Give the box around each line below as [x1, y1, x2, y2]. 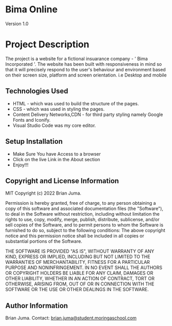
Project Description [5, 39, 90, 50]
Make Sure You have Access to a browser [12, 150, 101, 157]
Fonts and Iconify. [12, 117, 51, 123]
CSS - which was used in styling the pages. [12, 106, 105, 112]
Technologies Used [5, 87, 68, 95]
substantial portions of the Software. [5, 238, 82, 244]
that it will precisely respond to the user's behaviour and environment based [5, 66, 166, 72]
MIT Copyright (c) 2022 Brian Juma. [5, 190, 82, 196]
